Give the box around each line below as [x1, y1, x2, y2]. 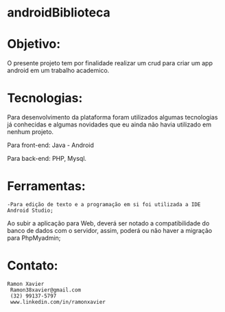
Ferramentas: [7, 179, 86, 194]
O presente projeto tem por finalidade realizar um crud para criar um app [7, 59, 213, 67]
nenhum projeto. [7, 128, 54, 136]
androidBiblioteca [7, 5, 111, 21]
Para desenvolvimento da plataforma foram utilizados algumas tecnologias [7, 113, 218, 122]
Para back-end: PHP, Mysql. [7, 155, 87, 163]
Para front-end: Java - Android [7, 141, 95, 149]
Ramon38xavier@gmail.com [10, 287, 81, 293]
